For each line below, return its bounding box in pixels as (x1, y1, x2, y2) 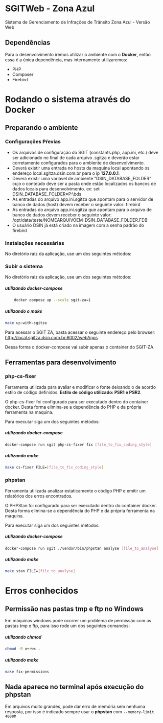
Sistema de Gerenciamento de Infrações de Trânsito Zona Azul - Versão (5, 19, 150, 25)
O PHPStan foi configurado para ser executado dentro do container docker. (5, 502, 157, 508)
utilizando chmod (5, 634, 42, 640)
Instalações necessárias (5, 239, 65, 246)
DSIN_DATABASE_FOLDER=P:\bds (12, 191, 82, 197)
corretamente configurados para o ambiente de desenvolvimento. (12, 160, 145, 165)
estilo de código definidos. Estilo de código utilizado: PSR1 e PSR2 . (5, 389, 142, 395)
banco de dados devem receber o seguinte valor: (12, 211, 112, 218)
